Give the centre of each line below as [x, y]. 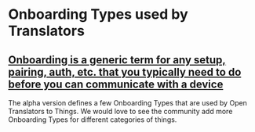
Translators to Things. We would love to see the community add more [120, 111]
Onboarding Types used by [98, 14]
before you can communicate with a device [116, 84]
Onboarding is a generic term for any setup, [117, 60]
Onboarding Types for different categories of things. [93, 120]
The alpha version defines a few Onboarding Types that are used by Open [127, 103]
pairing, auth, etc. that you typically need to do [125, 72]
